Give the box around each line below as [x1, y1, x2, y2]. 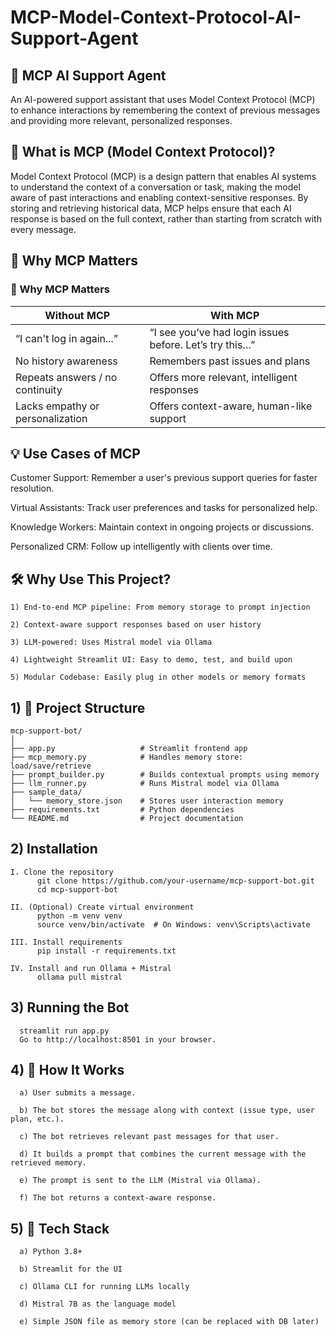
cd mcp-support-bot [36, 884, 118, 895]
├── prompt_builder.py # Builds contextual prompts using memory [10, 769, 320, 780]
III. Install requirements [10, 937, 123, 947]
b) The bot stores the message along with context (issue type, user [19, 1106, 315, 1116]
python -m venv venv [36, 911, 123, 921]
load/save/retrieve [10, 761, 92, 771]
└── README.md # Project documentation [10, 813, 244, 823]
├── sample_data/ [10, 787, 83, 797]
